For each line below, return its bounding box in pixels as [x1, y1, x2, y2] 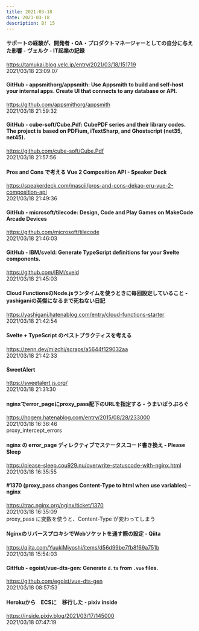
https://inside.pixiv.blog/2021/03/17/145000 [6, 612, 115, 620]
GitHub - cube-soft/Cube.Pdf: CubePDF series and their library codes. [6, 121, 186, 128]
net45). [6, 134, 26, 141]
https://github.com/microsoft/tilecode [6, 229, 99, 236]
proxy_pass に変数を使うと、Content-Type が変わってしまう [6, 515, 156, 522]
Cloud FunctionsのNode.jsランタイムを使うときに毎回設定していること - [6, 290, 188, 297]
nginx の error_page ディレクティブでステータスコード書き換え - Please [6, 442, 186, 448]
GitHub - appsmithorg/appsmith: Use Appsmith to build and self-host [6, 81, 184, 88]
